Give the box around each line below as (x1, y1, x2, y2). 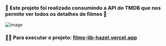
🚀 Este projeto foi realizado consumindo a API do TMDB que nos (5, 4, 161, 11)
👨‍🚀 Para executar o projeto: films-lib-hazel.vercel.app (5, 34, 137, 41)
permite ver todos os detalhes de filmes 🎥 (5, 10, 107, 17)
